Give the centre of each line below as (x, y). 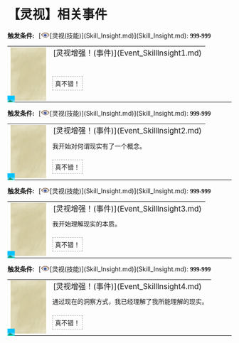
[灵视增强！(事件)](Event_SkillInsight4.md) (127, 286)
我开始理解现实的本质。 (86, 224)
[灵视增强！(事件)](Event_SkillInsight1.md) (127, 53)
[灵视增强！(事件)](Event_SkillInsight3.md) (127, 209)
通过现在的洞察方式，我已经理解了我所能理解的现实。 (130, 302)
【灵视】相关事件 (58, 15)
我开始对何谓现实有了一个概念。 (99, 146)
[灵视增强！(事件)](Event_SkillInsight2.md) (127, 131)
